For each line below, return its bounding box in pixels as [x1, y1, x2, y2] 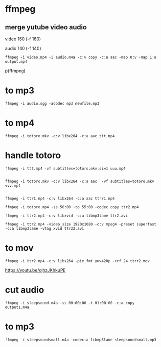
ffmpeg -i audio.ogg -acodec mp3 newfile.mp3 [5, 101, 99, 106]
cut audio [5, 284, 44, 295]
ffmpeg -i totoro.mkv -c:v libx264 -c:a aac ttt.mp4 [5, 133, 115, 138]
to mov [5, 243, 34, 253]
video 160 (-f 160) [5, 36, 41, 42]
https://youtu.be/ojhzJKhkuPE [5, 267, 66, 273]
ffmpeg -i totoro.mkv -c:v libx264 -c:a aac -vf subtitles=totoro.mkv [5, 179, 154, 184]
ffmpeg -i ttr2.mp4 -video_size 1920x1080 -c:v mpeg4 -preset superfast [5, 222, 157, 226]
